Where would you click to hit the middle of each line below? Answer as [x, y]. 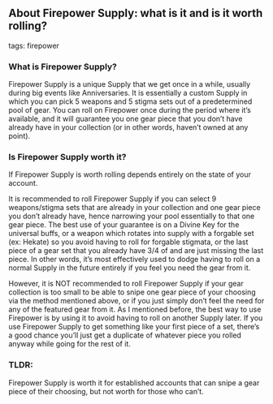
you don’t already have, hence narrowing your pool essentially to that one [132, 216]
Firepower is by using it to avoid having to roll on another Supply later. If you [136, 318]
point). [19, 136]
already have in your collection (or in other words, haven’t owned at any [128, 127]
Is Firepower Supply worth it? [67, 157]
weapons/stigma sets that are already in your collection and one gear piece [135, 208]
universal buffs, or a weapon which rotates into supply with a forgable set [131, 234]
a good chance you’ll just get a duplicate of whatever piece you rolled [125, 335]
